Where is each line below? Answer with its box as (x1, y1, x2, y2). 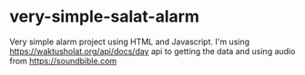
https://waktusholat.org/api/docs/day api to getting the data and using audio (9, 45, 296, 56)
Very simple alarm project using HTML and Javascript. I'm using (9, 36, 250, 47)
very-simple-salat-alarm (9, 6, 200, 27)
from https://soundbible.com (9, 55, 117, 66)
